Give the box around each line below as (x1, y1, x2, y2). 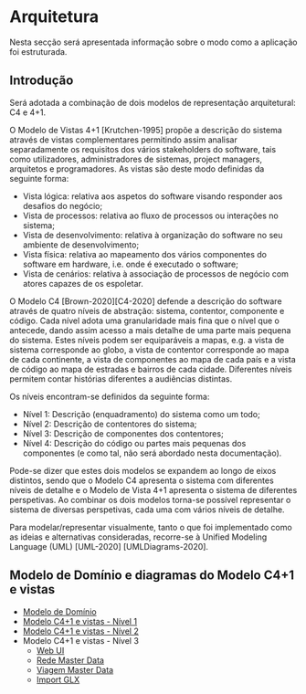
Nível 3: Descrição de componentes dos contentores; (22, 427, 224, 439)
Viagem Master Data (36, 664, 114, 675)
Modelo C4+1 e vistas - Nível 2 (22, 626, 139, 636)
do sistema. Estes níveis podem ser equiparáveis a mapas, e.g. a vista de (9, 334, 285, 345)
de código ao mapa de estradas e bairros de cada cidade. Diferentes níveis (9, 363, 292, 374)
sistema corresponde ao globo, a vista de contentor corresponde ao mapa (9, 344, 290, 355)
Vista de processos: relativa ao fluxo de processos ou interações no (22, 210, 279, 221)
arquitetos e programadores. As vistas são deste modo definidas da (9, 163, 265, 174)
